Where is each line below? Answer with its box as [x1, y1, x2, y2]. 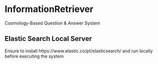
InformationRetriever [4, 3, 93, 15]
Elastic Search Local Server [4, 34, 92, 43]
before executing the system [4, 53, 63, 59]
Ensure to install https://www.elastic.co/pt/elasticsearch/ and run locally [4, 47, 153, 53]
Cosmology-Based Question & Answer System [4, 20, 100, 26]
